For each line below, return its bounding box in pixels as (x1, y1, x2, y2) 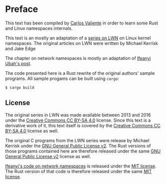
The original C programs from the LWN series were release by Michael (5, 137, 150, 143)
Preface (5, 3, 38, 15)
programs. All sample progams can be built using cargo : (5, 75, 119, 81)
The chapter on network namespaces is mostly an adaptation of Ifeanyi (5, 55, 151, 61)
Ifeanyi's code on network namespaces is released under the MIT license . (5, 163, 157, 169)
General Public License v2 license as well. (5, 153, 91, 159)
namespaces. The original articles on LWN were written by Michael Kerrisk (5, 40, 158, 46)
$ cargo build (5, 85, 35, 90)
